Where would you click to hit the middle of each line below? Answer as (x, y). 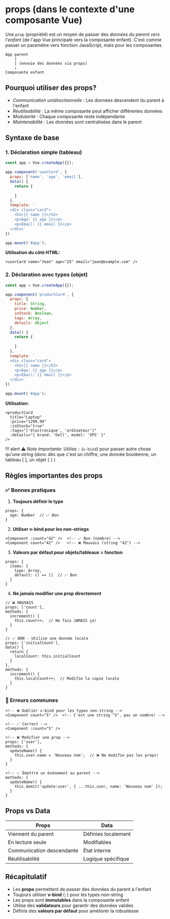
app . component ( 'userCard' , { (36, 172)
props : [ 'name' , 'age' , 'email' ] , (46, 177)
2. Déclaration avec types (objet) (47, 275)
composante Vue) (44, 20)
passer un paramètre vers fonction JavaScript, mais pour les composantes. (84, 45)
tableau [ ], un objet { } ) (31, 459)
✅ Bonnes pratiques (31, 490)
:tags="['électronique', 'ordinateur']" (53, 430)
